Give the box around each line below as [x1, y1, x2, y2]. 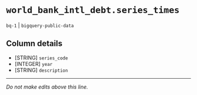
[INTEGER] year [14, 60, 53, 67]
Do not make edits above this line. [6, 83, 89, 90]
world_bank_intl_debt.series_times [6, 5, 180, 16]
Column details [6, 38, 63, 48]
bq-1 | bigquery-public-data [6, 22, 74, 29]
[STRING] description [14, 66, 69, 73]
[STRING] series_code [14, 54, 69, 61]
